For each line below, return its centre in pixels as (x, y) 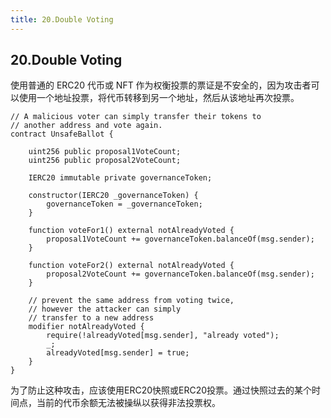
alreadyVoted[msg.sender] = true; (118, 353)
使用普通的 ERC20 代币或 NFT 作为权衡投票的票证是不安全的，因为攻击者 (161, 85)
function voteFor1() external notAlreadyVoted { (131, 231)
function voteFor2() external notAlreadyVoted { (131, 266)
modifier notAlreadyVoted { (86, 327)
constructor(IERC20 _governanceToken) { (113, 196)
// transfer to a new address (91, 318)
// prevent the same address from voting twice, (131, 301)
